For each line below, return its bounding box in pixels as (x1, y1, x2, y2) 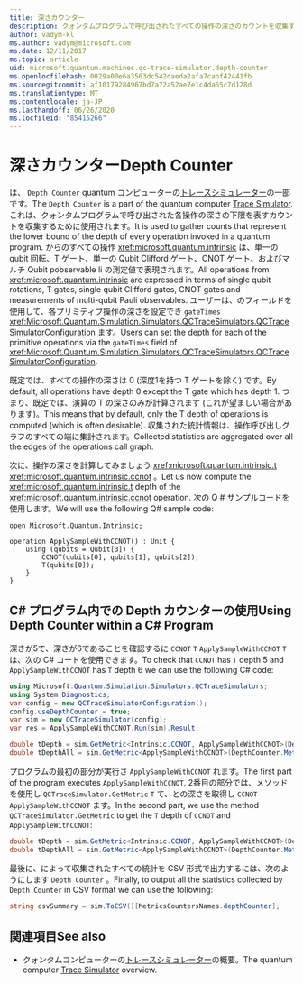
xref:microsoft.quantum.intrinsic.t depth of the (9, 482, 181, 492)
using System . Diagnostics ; (9, 690, 111, 699)
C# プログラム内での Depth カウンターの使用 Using (9, 603, 292, 619)
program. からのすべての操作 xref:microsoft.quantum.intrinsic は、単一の (9, 242, 279, 253)
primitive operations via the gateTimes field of (9, 337, 178, 348)
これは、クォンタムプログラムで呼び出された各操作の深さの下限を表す (9, 209, 270, 221)
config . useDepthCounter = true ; (9, 707, 131, 716)
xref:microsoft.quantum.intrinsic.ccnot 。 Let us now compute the (9, 471, 252, 483)
